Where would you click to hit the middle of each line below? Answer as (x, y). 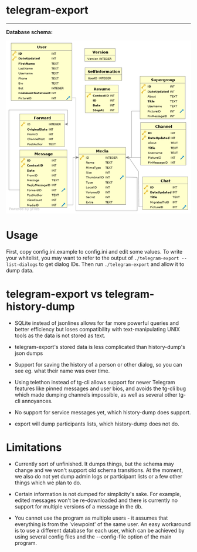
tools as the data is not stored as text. (60, 335)
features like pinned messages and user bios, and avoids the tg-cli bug (100, 388)
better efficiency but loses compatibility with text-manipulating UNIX (97, 330)
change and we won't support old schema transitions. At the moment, (99, 470)
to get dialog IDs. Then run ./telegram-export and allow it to (112, 264)
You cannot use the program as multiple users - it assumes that (91, 518)
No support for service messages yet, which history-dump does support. (103, 413)
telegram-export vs (55, 294)
